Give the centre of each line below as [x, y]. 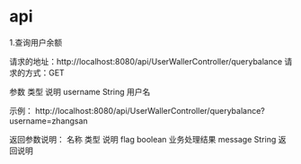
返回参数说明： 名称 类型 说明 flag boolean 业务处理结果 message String [143, 139]
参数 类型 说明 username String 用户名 [80, 91]
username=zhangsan [49, 121]
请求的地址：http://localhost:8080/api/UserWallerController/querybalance [146, 61]
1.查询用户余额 [36, 42]
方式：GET [44, 73]
